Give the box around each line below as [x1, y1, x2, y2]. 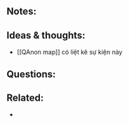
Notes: [6, 6, 36, 17]
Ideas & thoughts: [6, 29, 86, 41]
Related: [6, 92, 44, 103]
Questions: [6, 68, 56, 80]
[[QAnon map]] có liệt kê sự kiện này [16, 48, 123, 57]
